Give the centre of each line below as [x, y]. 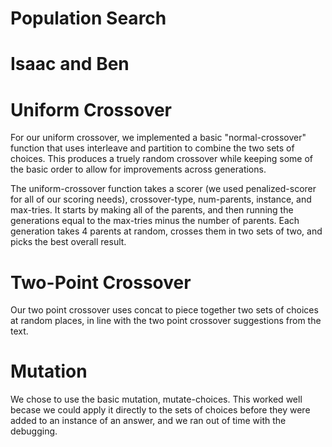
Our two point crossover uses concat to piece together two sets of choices [164, 310]
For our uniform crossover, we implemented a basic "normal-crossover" [158, 138]
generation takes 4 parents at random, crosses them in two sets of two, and [166, 231]
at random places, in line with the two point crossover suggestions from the [166, 321]
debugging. [34, 431]
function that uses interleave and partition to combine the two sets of [152, 148]
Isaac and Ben [70, 64]
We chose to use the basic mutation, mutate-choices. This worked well [156, 399]
